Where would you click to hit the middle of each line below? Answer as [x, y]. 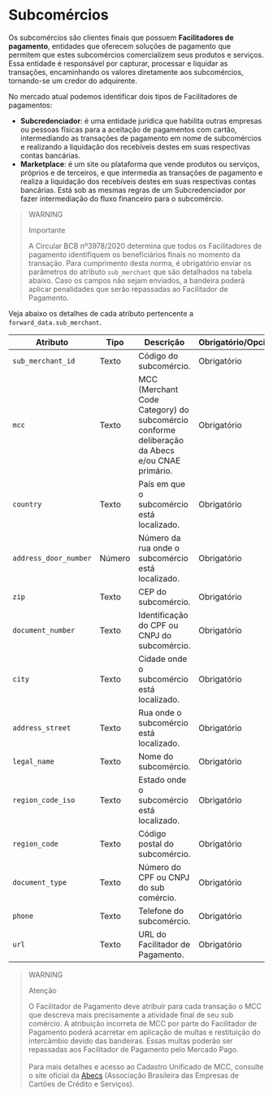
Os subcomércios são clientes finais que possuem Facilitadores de [121, 37]
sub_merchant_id [44, 361]
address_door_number [52, 558]
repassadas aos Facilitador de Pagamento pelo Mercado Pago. [133, 1049]
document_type [40, 882]
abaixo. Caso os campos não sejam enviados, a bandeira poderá [136, 280]
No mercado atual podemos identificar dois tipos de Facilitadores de [123, 96]
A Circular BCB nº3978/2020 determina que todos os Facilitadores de [145, 246]
